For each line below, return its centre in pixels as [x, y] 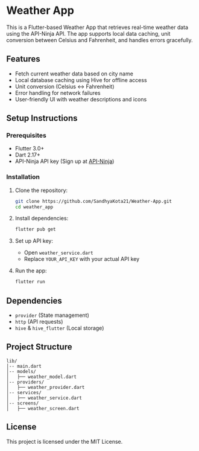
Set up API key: [34, 241]
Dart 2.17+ [28, 155]
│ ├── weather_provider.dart [46, 387]
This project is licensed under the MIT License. [65, 441]
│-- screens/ [23, 403]
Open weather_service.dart [58, 253]
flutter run [30, 282]
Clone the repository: [41, 190]
